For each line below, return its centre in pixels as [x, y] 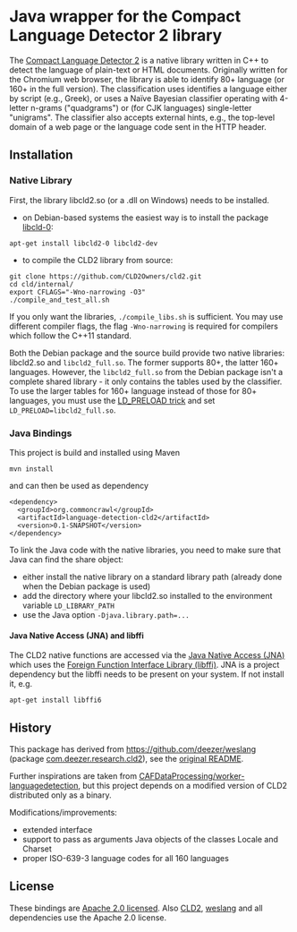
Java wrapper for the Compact [125, 17]
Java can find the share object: [66, 559]
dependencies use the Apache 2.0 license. [88, 917]
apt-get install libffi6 [55, 700]
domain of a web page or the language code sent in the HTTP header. [138, 126]
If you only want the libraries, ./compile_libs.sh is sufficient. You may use [146, 316]
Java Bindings [41, 433]
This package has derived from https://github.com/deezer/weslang [133, 748]
